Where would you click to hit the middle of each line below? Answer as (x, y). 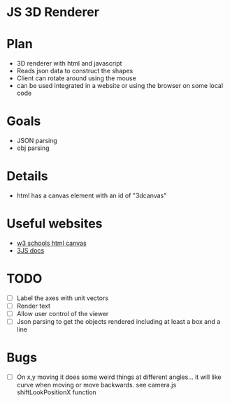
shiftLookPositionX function (57, 392)
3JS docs (30, 250)
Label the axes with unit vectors (63, 298)
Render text (33, 306)
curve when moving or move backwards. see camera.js (96, 385)
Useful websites (55, 224)
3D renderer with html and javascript (69, 64)
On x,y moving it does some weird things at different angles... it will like (119, 377)
